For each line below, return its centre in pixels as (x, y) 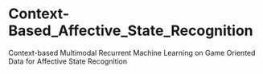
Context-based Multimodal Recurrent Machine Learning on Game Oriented (132, 53)
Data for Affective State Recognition (68, 61)
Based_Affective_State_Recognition (131, 31)
